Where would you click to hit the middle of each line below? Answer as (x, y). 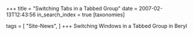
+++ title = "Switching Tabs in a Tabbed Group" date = (72, 8)
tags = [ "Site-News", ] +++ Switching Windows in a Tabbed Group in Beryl (97, 26)
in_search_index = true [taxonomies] (81, 15)
